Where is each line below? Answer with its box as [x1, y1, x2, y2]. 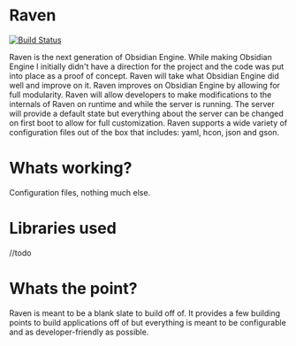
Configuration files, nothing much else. [9, 187, 151, 197]
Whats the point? [9, 279, 138, 298]
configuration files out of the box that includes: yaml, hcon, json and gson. [9, 127, 280, 137]
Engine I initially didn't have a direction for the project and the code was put [9, 61, 285, 72]
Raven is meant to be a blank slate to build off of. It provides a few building [9, 307, 281, 319]
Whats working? [9, 158, 133, 178]
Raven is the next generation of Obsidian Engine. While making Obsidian [9, 51, 272, 62]
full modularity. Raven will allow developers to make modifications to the [9, 89, 272, 100]
